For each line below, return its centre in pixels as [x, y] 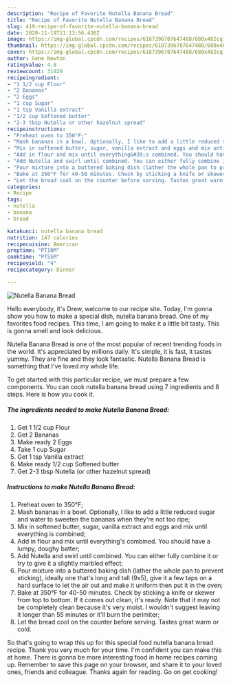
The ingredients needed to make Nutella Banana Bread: [88, 410]
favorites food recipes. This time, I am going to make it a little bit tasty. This [113, 323]
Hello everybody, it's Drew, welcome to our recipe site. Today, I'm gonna [110, 308]
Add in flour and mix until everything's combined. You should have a [114, 541]
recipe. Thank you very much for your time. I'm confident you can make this [114, 650]
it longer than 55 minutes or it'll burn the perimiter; [88, 614]
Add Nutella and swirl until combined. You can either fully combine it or [118, 555]
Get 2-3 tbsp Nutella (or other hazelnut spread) [84, 471]
